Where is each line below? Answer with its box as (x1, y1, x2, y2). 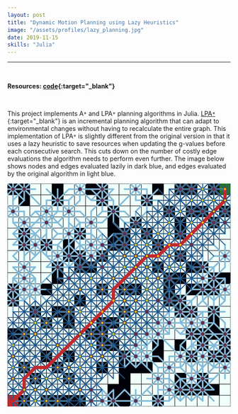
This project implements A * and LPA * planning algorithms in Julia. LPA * (7, 110, 216, 118)
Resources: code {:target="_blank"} (7, 82, 115, 91)
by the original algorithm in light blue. (7, 170, 115, 178)
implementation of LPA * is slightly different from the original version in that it (7, 132, 230, 141)
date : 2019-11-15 (7, 34, 59, 41)
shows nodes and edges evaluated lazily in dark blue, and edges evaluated (7, 162, 227, 171)
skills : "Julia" (7, 41, 55, 49)
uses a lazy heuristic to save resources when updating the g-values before (7, 139, 225, 148)
